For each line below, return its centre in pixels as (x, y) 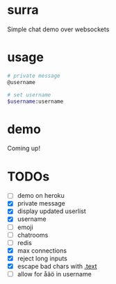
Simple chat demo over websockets (58, 29)
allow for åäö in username (54, 274)
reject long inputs (42, 258)
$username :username (35, 101)
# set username (29, 95)
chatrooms (33, 235)
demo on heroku (41, 196)
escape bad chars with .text (57, 266)
